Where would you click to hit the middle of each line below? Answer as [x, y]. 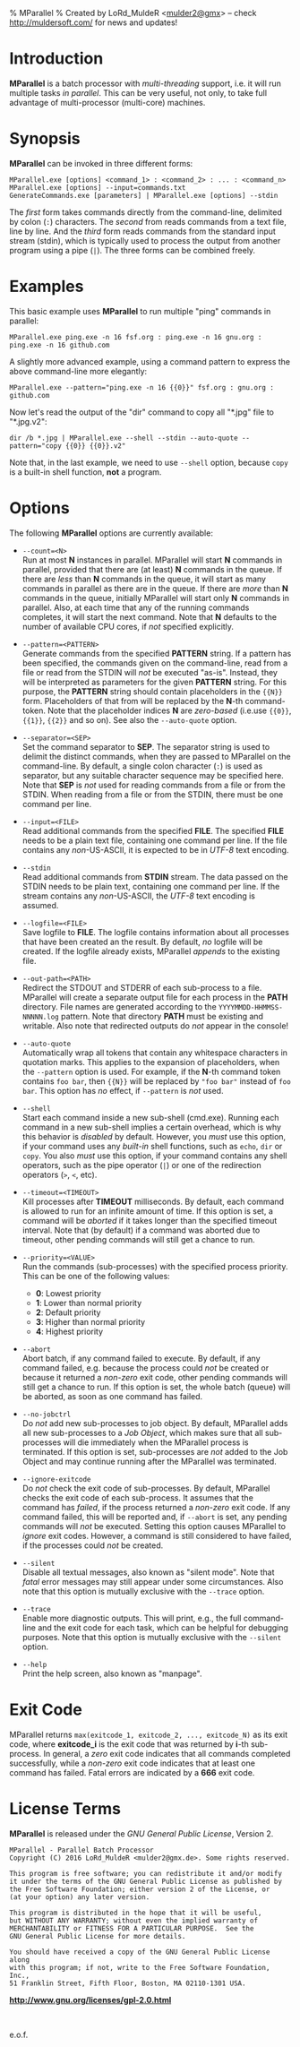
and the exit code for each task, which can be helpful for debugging [163, 1627]
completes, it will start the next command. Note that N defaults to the [150, 616]
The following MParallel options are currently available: [111, 533]
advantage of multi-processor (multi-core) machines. [107, 102]
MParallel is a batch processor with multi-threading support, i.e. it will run [146, 83]
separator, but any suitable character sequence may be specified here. [153, 775]
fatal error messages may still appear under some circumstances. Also [153, 1581]
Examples [47, 287]
